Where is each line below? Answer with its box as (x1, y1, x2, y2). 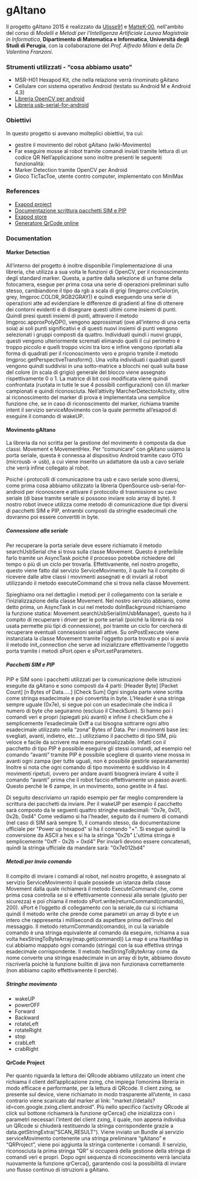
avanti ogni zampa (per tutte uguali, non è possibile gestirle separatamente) (6, 757, 189, 765)
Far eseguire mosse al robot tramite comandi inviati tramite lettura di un (14, 147, 188, 154)
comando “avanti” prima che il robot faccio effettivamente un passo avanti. (6, 776, 188, 783)
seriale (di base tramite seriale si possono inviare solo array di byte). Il (6, 494, 175, 502)
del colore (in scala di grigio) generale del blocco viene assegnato (6, 369, 166, 376)
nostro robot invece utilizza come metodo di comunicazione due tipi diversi (6, 501, 188, 508)
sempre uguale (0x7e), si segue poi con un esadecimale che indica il (6, 701, 172, 708)
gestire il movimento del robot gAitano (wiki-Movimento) (14, 141, 152, 148)
